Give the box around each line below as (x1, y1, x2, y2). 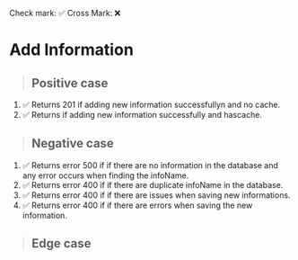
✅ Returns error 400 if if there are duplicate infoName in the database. (22, 179, 284, 190)
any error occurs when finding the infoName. (22, 170, 189, 181)
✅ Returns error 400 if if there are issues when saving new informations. (22, 189, 291, 201)
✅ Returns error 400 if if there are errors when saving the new (22, 200, 253, 211)
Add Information (9, 40, 135, 60)
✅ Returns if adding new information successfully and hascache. (22, 110, 263, 120)
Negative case (31, 136, 114, 151)
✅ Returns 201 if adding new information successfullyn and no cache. (22, 99, 281, 110)
